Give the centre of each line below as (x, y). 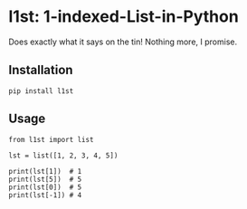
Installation (41, 70)
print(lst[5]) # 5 (45, 179)
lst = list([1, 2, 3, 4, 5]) (63, 156)
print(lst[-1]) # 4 (45, 195)
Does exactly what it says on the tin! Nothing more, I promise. (123, 42)
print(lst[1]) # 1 (45, 171)
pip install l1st (41, 91)
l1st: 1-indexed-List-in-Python (123, 17)
